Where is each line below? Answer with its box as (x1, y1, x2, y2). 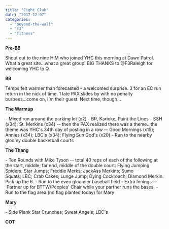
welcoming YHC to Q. (5, 66, 50, 72)
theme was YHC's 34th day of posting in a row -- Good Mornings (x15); (5, 126, 155, 133)
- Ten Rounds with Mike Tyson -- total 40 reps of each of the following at (5, 157, 158, 163)
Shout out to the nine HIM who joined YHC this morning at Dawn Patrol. (5, 55, 154, 61)
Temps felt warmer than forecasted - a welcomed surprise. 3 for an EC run (5, 85, 161, 91)
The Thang (5, 147, 29, 153)
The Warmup (5, 106, 33, 112)
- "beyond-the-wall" (10, 21, 53, 27)
